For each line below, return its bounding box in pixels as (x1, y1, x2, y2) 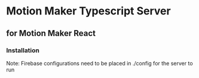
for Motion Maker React (6, 28, 96, 38)
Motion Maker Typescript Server (6, 4, 172, 18)
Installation (6, 46, 40, 55)
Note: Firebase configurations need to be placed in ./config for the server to (6, 59, 193, 67)
